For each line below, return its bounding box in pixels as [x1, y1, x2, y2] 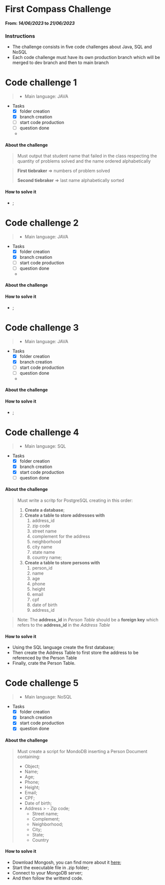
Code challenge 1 [5, 77, 77, 88]
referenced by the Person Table [12, 655, 77, 661]
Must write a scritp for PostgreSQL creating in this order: [17, 497, 133, 504]
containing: [17, 754, 41, 760]
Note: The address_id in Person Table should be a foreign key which [17, 617, 159, 623]
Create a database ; [24, 507, 65, 513]
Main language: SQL [24, 443, 66, 449]
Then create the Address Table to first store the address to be [12, 649, 139, 655]
